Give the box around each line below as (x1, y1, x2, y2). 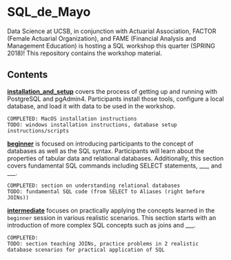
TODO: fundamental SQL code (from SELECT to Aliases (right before (7, 188, 205, 195)
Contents (7, 69, 48, 81)
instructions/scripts (7, 127, 70, 134)
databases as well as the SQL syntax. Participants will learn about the (7, 146, 205, 155)
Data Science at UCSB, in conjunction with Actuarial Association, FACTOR (7, 27, 217, 35)
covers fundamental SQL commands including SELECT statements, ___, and (7, 161, 222, 170)
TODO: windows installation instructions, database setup (7, 121, 177, 128)
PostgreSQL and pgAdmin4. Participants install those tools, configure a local (7, 94, 224, 103)
